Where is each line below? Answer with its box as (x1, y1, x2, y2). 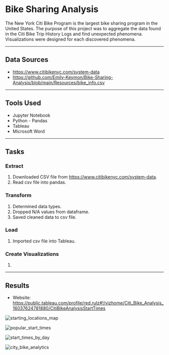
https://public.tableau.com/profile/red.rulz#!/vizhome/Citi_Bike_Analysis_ (12, 300, 164, 306)
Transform (5, 192, 32, 199)
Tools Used (5, 99, 41, 108)
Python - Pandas (12, 117, 48, 124)
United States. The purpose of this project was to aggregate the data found (5, 25, 161, 31)
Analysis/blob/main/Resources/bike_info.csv (12, 79, 105, 85)
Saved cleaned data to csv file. (12, 214, 77, 220)
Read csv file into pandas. (12, 180, 66, 186)
